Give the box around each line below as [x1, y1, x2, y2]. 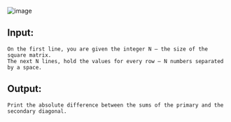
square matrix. [7, 51, 52, 59]
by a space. [7, 64, 42, 71]
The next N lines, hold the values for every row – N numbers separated [7, 57, 224, 65]
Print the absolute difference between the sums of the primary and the [7, 102, 224, 109]
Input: [7, 27, 34, 39]
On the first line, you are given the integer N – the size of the [7, 46, 209, 53]
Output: [7, 83, 42, 95]
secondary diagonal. [7, 107, 68, 115]
